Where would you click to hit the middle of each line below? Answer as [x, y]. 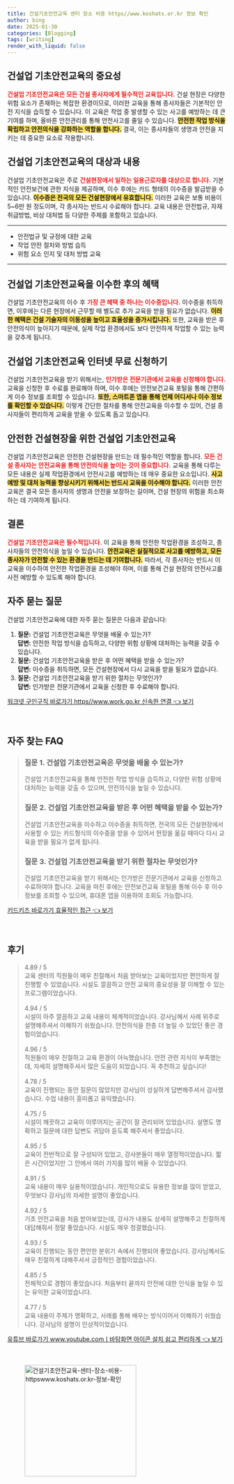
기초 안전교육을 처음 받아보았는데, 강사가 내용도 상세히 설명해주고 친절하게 [125, 1218]
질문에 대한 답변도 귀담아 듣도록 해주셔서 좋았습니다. [114, 1130]
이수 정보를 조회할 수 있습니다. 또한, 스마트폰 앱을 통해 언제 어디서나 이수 [112, 397]
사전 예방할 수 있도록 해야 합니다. [52, 577]
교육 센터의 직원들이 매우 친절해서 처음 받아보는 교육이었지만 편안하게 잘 [122, 975]
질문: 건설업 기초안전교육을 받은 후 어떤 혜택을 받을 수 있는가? [101, 660]
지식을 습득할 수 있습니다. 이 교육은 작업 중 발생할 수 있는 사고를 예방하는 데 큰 [120, 112]
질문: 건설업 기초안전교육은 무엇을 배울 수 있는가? [84, 634]
